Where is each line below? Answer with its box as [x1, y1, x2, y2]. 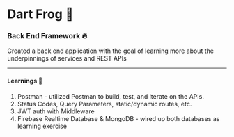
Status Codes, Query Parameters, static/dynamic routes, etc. [17, 99, 192, 108]
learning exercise [17, 122, 68, 130]
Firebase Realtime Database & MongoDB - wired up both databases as [17, 114, 220, 122]
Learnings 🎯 [7, 76, 43, 86]
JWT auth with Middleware [17, 107, 95, 115]
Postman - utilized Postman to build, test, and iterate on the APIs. [17, 92, 204, 100]
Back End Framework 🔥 [7, 31, 88, 41]
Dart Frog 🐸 [7, 6, 74, 22]
